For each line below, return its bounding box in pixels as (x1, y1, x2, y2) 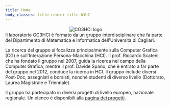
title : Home (5, 7, 31, 13)
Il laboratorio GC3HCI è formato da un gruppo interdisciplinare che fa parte (5, 32, 163, 38)
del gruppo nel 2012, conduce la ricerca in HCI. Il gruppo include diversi (5, 68, 157, 74)
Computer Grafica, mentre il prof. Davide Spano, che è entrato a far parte (5, 63, 159, 69)
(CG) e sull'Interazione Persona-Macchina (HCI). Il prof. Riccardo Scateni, (5, 52, 160, 59)
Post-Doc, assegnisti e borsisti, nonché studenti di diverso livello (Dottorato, (5, 74, 165, 80)
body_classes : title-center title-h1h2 (5, 12, 90, 17)
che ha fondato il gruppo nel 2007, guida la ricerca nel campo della (5, 58, 146, 64)
